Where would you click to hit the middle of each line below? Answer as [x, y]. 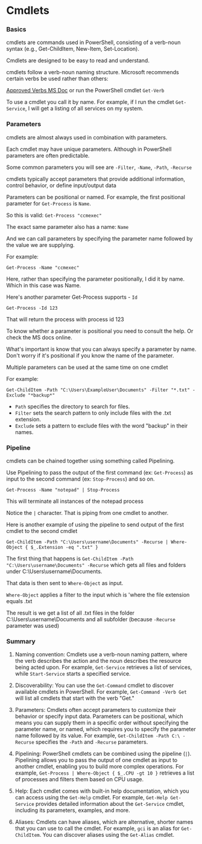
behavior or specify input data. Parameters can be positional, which [99, 717]
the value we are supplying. [41, 245]
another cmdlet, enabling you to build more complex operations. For [99, 767]
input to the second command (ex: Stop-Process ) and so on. [80, 479]
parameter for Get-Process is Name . [49, 203]
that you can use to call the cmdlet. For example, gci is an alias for [97, 828]
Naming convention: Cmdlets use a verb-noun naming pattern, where [101, 654]
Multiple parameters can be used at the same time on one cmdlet [87, 367]
